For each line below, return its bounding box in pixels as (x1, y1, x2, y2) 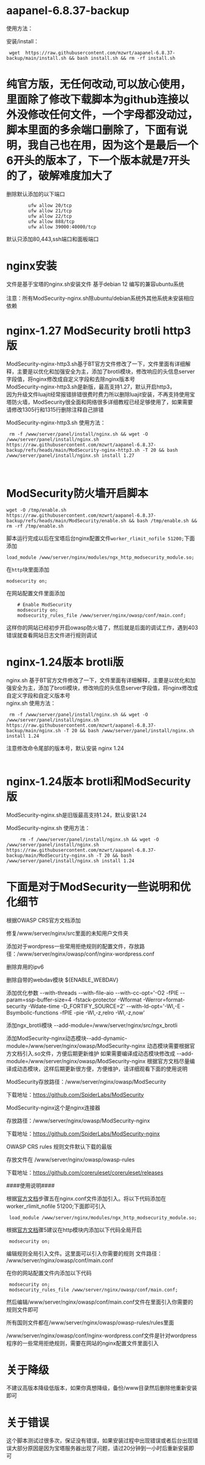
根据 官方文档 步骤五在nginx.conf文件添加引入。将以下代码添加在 (6, 1194, 167, 1202)
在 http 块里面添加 (6, 565, 50, 573)
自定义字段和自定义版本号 (6, 691, 71, 699)
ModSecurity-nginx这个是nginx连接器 (6, 1103, 100, 1111)
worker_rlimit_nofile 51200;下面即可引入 (6, 1202, 106, 1210)
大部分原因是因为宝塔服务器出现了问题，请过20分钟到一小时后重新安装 (11, 1445, 189, 1452)
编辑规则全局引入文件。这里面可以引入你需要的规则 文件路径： (6, 1249, 162, 1257)
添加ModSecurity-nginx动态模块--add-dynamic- (6, 1034, 128, 1042)
